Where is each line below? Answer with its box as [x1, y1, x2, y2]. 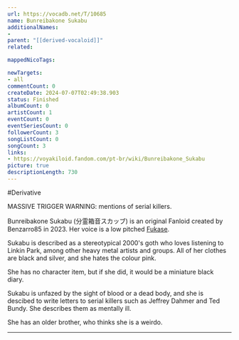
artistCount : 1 [7, 109, 53, 116]
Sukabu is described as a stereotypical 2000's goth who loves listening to [7, 238, 224, 247]
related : [7, 43, 33, 51]
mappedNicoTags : [7, 56, 55, 64]
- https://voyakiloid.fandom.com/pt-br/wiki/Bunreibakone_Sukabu [7, 155, 205, 163]
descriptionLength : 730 [7, 169, 78, 176]
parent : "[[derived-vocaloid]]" [7, 37, 103, 44]
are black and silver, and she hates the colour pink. [7, 254, 156, 262]
